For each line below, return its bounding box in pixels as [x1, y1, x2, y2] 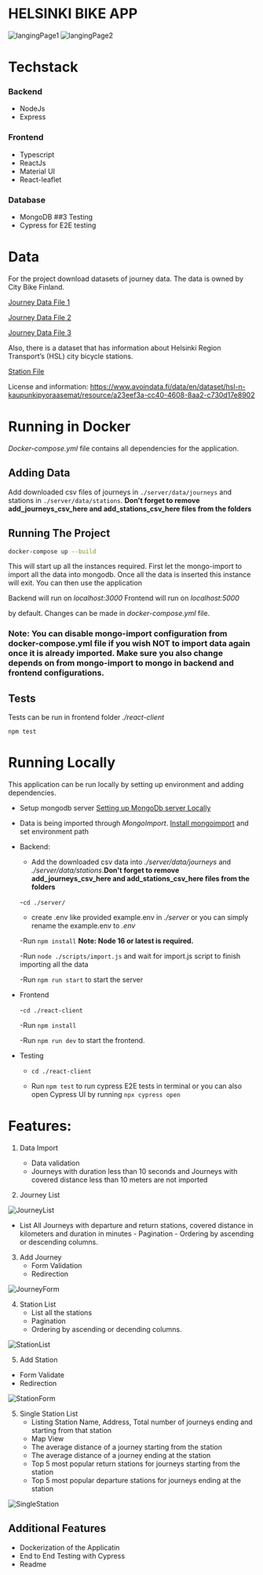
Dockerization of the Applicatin [19, 1543, 120, 1552]
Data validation [31, 1158, 80, 1168]
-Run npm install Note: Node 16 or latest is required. [19, 936, 194, 946]
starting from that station [31, 1426, 112, 1435]
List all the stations [31, 1308, 93, 1317]
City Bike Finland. [8, 282, 65, 291]
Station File [8, 366, 45, 376]
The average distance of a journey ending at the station [31, 1451, 211, 1460]
